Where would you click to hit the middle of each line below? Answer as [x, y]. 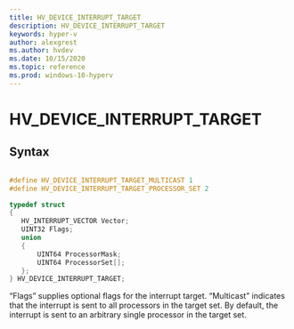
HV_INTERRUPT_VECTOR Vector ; [75, 221]
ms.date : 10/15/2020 [48, 59]
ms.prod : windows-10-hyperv [61, 76]
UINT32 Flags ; [47, 229]
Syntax [29, 152]
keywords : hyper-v [43, 34]
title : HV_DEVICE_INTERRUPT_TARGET [75, 17]
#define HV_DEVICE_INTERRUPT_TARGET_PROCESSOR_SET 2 [109, 189]
